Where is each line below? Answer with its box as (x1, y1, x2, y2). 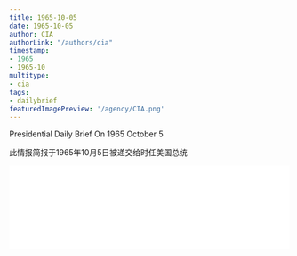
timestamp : (9, 46, 50, 55)
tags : (9, 87, 29, 96)
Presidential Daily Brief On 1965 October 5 (9, 128, 164, 139)
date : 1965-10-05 (9, 21, 74, 30)
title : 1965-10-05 (9, 12, 77, 22)
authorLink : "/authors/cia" (9, 37, 114, 47)
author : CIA (9, 29, 53, 38)
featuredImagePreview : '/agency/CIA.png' (9, 104, 165, 113)
